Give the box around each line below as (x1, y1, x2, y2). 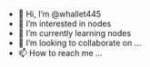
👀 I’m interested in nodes (17, 18, 112, 29)
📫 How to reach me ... (17, 48, 103, 58)
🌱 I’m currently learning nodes (17, 28, 132, 38)
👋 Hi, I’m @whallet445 (17, 9, 102, 19)
